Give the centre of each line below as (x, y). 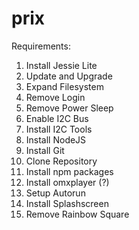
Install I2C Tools (59, 129)
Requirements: (41, 46)
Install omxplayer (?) (67, 182)
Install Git (45, 150)
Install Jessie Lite (61, 65)
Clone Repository (61, 161)
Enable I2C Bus (57, 118)
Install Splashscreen (67, 203)
